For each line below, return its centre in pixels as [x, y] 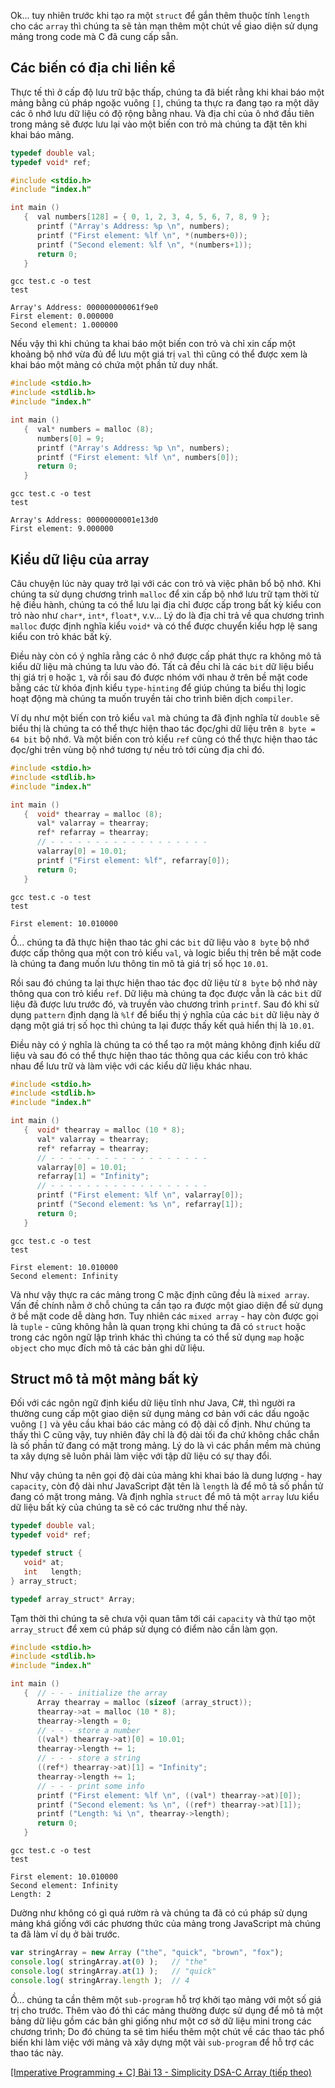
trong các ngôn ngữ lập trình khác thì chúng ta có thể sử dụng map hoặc [157, 1337]
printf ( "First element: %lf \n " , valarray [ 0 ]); [140, 1195]
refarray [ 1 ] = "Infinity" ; [93, 1176]
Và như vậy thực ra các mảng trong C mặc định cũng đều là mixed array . [160, 1294]
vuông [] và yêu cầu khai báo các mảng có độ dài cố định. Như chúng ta [160, 1424]
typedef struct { [46, 1553]
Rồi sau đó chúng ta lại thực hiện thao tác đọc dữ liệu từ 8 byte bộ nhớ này [164, 982]
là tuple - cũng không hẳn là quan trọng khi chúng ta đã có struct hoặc [158, 1326]
